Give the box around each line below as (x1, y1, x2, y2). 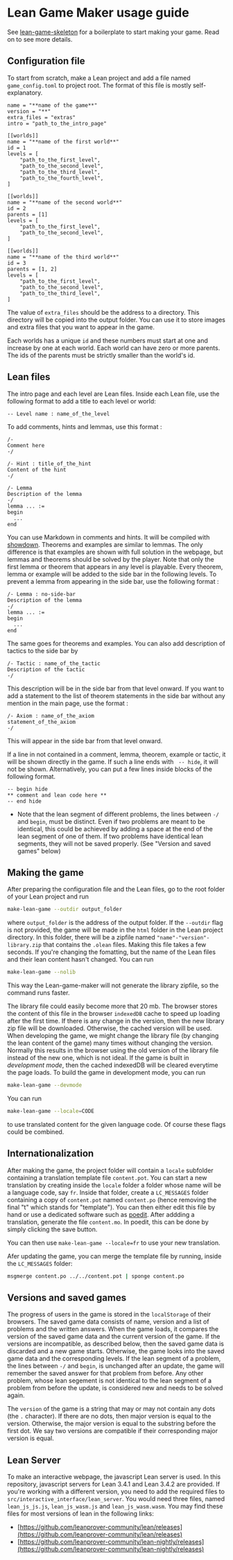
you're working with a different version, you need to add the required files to (7, 1487, 225, 1496)
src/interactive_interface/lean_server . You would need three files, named (7, 1495, 225, 1503)
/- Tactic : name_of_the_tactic (7, 660, 101, 667)
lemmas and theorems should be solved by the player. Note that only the (7, 555, 215, 563)
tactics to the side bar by (7, 646, 78, 655)
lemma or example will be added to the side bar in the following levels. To (7, 570, 217, 578)
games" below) (17, 847, 61, 855)
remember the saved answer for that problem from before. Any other (7, 1369, 204, 1378)
